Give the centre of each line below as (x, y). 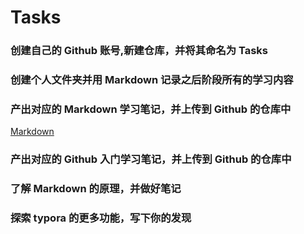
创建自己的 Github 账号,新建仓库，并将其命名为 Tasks (139, 51)
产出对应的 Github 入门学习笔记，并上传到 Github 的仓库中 (151, 159)
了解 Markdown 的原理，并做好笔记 (96, 189)
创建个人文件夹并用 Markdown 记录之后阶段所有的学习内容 (152, 80)
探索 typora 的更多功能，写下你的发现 (101, 218)
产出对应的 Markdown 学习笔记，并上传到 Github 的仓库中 (151, 109)
